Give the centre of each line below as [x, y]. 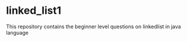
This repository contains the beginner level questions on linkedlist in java [93, 26]
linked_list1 [34, 11]
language [17, 32]
